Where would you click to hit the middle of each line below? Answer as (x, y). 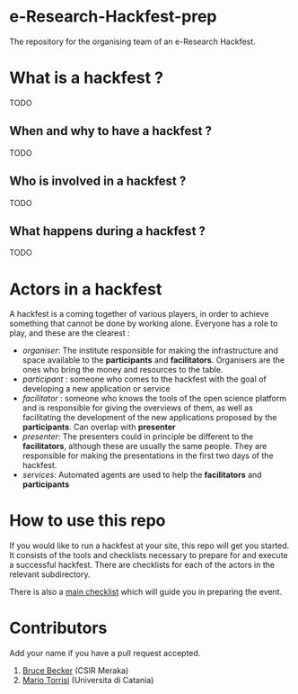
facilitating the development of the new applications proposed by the (149, 418)
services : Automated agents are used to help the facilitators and (142, 475)
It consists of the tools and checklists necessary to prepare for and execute (149, 555)
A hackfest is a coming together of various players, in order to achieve (139, 314)
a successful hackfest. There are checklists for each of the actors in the (142, 565)
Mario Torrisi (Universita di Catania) (88, 680)
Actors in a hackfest (86, 289)
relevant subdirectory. (50, 574)
